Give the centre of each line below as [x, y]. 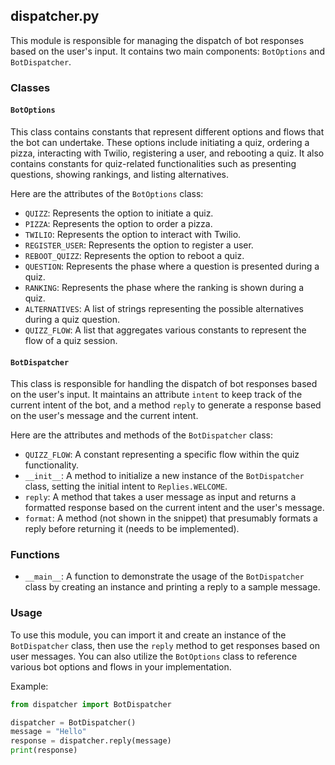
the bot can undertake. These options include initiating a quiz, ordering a [160, 142]
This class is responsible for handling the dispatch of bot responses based [164, 384]
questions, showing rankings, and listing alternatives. [119, 174]
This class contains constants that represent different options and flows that [167, 131]
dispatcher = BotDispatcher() [73, 722]
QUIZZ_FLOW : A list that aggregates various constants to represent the [165, 330]
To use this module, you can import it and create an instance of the [148, 635]
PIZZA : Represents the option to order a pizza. [118, 223]
